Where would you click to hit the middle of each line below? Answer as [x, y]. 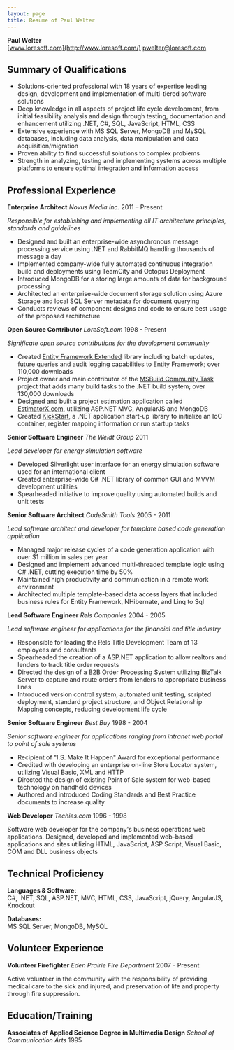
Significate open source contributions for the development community [108, 343]
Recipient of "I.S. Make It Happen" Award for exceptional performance [118, 757]
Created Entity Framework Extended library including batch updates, [116, 357]
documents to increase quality [61, 802]
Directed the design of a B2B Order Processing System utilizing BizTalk [119, 672]
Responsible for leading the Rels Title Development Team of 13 [107, 643]
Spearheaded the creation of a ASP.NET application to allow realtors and [122, 657]
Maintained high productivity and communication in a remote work [113, 580]
